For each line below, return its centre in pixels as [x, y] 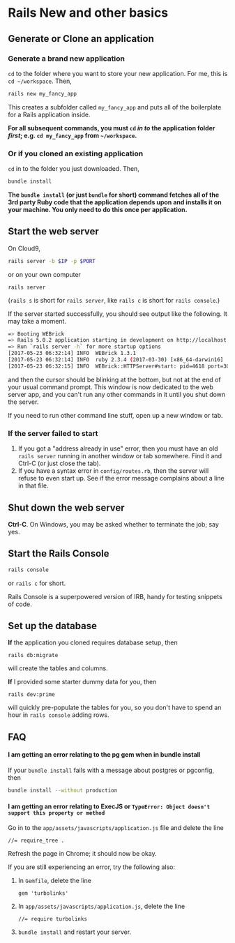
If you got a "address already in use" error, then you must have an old [118, 448]
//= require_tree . [36, 841]
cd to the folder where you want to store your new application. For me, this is [118, 73]
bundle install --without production [63, 791]
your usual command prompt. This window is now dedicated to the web [111, 387]
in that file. [33, 485]
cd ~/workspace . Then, [40, 81]
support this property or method [56, 813]
